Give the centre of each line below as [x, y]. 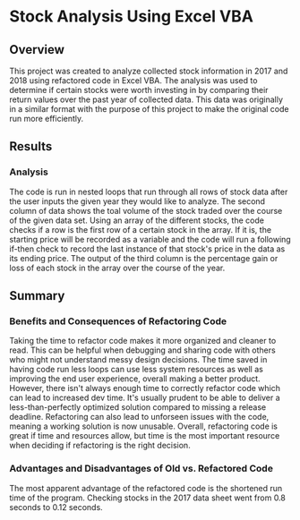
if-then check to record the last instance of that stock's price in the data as [147, 249]
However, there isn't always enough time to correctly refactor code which [145, 388]
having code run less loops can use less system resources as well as [137, 370]
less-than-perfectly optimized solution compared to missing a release [138, 407]
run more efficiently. [47, 119]
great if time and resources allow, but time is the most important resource [145, 436]
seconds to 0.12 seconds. [56, 507]
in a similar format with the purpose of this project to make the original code [149, 109]
